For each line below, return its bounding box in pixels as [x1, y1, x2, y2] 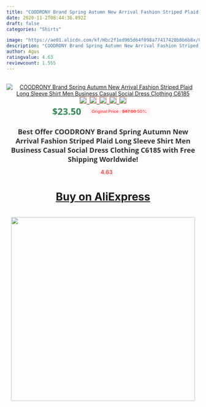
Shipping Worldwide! [67, 154, 139, 164]
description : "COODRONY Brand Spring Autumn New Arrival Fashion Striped [6, 43, 199, 49]
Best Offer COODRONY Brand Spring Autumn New [17, 126, 189, 137]
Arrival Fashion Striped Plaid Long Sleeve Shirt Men [15, 135, 191, 146]
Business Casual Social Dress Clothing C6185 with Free [10, 145, 196, 155]
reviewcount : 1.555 [6, 59, 56, 66]
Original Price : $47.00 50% [91, 108, 147, 114]
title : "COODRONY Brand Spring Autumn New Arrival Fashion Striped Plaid [6, 9, 199, 15]
